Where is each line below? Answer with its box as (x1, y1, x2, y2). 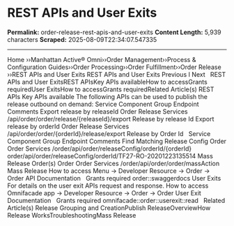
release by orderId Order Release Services (7, 122, 130, 130)
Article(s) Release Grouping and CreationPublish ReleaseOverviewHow (7, 204, 211, 212)
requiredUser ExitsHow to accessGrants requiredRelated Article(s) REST (7, 85, 214, 93)
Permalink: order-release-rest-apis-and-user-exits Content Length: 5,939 (7, 28, 221, 36)
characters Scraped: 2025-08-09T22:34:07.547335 (7, 35, 157, 43)
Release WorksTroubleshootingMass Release (7, 211, 136, 219)
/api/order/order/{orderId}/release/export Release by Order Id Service (7, 129, 211, 137)
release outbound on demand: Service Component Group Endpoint (7, 100, 199, 108)
